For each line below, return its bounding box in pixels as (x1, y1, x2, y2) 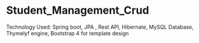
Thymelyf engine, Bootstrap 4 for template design (6, 29, 129, 36)
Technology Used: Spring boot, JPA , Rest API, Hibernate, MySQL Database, (6, 23, 194, 30)
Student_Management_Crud (6, 4, 149, 17)
